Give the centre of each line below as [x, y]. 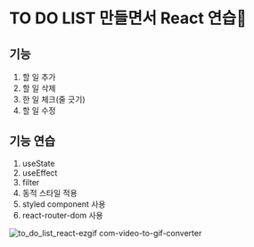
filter [31, 182]
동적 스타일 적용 [49, 193]
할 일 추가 [39, 77]
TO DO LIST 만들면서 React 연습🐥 [128, 18]
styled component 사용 [64, 204]
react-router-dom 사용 [63, 215]
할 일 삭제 [39, 88]
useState [38, 163]
